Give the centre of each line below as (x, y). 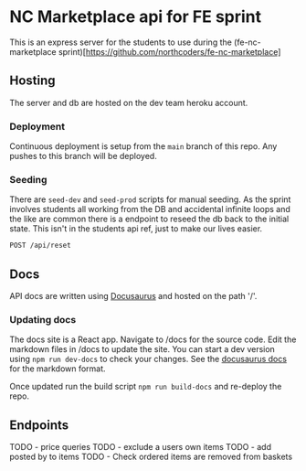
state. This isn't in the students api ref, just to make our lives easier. (136, 229)
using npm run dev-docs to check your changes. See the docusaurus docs (148, 359)
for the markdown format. (58, 369)
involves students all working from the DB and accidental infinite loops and (150, 209)
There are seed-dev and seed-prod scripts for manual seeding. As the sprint (150, 199)
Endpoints (39, 425)
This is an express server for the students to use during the (121, 42)
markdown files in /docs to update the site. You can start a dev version (142, 349)
